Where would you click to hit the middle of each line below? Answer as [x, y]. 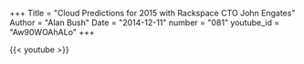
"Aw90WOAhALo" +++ [52, 32]
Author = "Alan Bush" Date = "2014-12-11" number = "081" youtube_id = [145, 23]
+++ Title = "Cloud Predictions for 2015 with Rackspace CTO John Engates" [152, 13]
